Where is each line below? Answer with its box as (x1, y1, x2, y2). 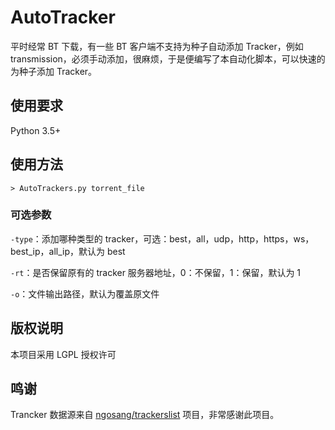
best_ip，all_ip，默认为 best (10, 245, 126, 257)
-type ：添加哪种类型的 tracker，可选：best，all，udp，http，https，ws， (10, 232, 315, 245)
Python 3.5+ (10, 124, 62, 136)
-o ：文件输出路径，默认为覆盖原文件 (10, 287, 160, 300)
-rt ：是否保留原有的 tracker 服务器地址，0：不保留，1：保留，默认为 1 (10, 266, 302, 278)
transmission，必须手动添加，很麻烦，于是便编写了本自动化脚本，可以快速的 (10, 52, 326, 65)
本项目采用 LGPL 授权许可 (10, 348, 117, 360)
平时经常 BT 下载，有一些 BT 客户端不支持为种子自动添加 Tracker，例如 (10, 40, 304, 52)
